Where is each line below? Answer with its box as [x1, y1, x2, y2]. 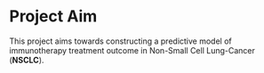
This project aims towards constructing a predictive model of [9, 36, 233, 46]
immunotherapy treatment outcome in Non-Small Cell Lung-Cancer [9, 45, 256, 55]
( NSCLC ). [9, 54, 44, 65]
